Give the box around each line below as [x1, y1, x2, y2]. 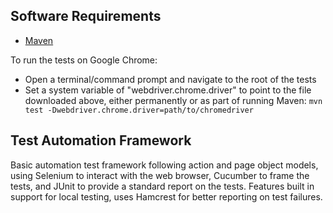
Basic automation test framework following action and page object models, [10, 159, 319, 171]
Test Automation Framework [10, 132, 192, 149]
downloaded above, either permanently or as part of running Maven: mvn [24, 94, 323, 106]
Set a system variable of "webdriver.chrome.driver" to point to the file [24, 84, 312, 96]
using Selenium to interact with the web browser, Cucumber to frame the [10, 169, 310, 181]
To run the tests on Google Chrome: [10, 54, 158, 66]
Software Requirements [10, 8, 162, 25]
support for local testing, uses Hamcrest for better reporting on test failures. [10, 190, 323, 203]
